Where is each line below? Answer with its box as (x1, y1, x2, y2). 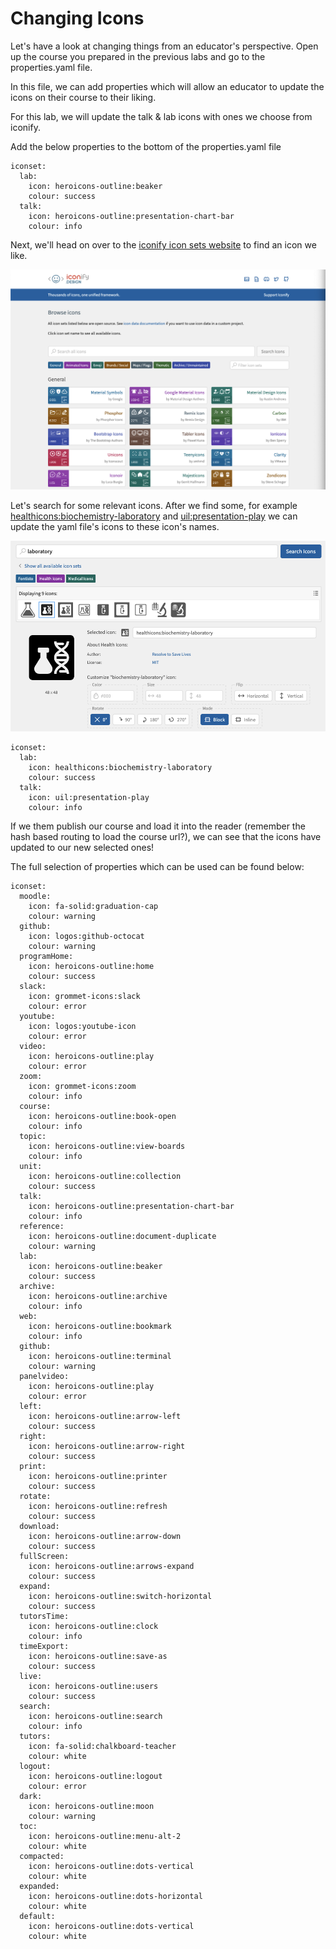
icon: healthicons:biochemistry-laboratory (28, 763, 213, 773)
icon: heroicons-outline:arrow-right (28, 1442, 186, 1452)
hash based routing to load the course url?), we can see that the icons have (10, 831, 322, 843)
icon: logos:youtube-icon (28, 1022, 137, 1032)
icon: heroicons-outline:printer (28, 1472, 168, 1482)
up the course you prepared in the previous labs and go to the (10, 50, 266, 62)
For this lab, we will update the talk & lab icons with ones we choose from (10, 110, 313, 122)
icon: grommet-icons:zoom (28, 1082, 137, 1092)
